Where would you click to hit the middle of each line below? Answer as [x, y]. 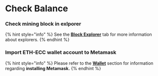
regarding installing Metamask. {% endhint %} [53, 68]
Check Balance [37, 9]
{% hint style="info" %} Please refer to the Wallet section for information [79, 63]
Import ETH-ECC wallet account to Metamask [61, 52]
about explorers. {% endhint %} [38, 40]
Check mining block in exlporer [43, 24]
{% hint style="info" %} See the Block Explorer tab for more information [79, 34]
